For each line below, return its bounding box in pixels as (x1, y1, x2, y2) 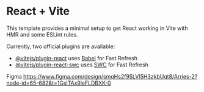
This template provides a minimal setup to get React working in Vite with (6, 24, 188, 32)
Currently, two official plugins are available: (6, 43, 115, 50)
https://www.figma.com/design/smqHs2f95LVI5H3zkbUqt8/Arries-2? (23, 73, 198, 80)
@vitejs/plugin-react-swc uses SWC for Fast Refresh (15, 61, 148, 68)
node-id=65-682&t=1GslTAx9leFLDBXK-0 (6, 79, 111, 87)
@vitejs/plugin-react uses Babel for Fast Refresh (15, 54, 138, 62)
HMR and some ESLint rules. (6, 30, 78, 38)
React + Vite (6, 4, 70, 18)
